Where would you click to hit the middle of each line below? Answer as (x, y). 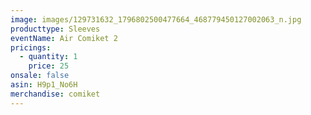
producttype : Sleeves (55, 29)
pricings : (31, 47)
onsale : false (40, 76)
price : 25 (49, 66)
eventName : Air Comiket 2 (64, 38)
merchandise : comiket (55, 94)
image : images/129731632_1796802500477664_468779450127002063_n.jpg (156, 19)
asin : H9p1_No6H (44, 85)
